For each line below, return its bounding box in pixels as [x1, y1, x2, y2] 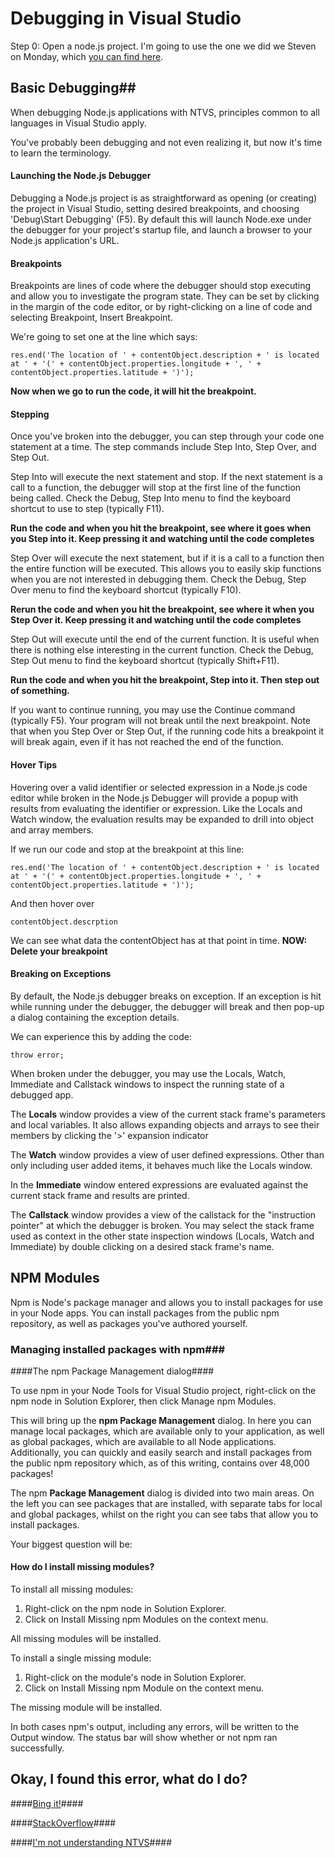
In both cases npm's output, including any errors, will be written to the [10, 1721, 300, 1733]
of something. [10, 685, 70, 697]
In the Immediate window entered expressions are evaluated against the [10, 1178, 309, 1191]
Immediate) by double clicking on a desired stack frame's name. [10, 1240, 275, 1252]
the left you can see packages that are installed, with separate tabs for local [10, 1497, 323, 1509]
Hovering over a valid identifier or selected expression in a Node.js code [10, 781, 308, 793]
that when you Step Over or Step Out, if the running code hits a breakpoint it [10, 725, 325, 737]
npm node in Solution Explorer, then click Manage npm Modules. [10, 1395, 277, 1407]
